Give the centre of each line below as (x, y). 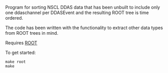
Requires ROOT (21, 43)
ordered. (14, 18)
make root (16, 62)
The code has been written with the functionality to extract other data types (84, 28)
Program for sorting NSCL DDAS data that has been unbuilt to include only (83, 7)
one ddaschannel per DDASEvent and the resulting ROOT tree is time (77, 13)
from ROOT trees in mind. (32, 33)
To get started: (21, 53)
